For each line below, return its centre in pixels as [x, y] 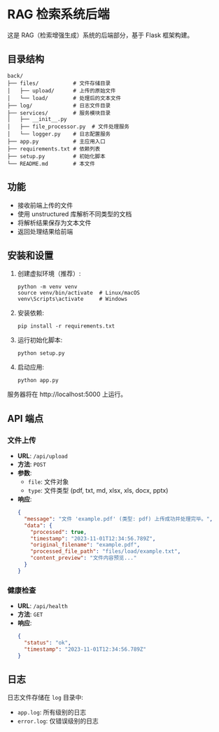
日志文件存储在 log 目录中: [45, 698]
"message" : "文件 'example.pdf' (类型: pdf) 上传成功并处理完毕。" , [119, 519]
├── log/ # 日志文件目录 [59, 106]
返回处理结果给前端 [45, 231]
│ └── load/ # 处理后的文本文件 [64, 98]
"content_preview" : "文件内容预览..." [84, 558]
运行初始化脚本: [40, 340]
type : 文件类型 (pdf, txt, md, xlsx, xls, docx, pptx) [98, 491]
